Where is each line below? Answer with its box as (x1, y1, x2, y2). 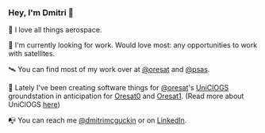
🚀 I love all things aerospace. (8, 25, 102, 35)
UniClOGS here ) (8, 100, 61, 109)
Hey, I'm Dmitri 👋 (8, 7, 74, 18)
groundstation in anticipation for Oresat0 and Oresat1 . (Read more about (8, 91, 244, 101)
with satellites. (8, 49, 56, 59)
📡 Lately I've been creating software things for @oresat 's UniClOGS (8, 83, 229, 93)
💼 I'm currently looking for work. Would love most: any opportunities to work (8, 40, 258, 50)
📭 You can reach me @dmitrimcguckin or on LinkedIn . (8, 116, 187, 125)
